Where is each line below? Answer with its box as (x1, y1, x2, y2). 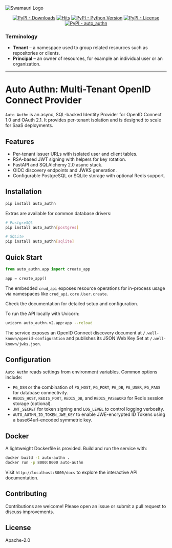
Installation (5, 187, 42, 196)
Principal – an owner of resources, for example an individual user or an (12, 55, 163, 61)
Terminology (5, 33, 38, 40)
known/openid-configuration (5, 336, 66, 341)
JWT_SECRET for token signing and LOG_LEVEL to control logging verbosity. (12, 406, 165, 412)
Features (5, 137, 34, 146)
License (5, 523, 31, 532)
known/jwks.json (5, 341, 40, 347)
